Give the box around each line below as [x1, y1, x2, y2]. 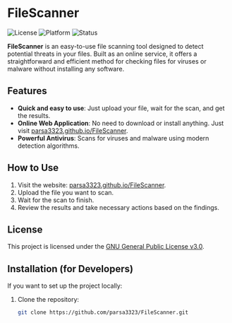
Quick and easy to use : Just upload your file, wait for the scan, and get [17, 104, 225, 112]
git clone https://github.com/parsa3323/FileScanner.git [17, 309, 189, 316]
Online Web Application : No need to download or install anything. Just [17, 119, 224, 127]
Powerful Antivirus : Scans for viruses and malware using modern [17, 134, 209, 142]
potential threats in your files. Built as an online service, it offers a [7, 49, 197, 58]
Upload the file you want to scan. [17, 188, 114, 196]
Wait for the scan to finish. [17, 196, 94, 204]
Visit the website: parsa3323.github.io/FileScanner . [17, 180, 166, 189]
